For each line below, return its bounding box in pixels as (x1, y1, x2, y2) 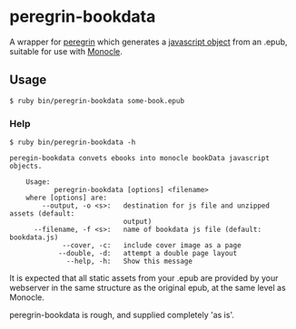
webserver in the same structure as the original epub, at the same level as (9, 283, 286, 294)
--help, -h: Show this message (66, 256, 193, 266)
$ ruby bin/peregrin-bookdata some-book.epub (9, 96, 184, 105)
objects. (9, 161, 43, 171)
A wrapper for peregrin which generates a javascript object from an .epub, (9, 36, 288, 47)
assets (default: (9, 209, 75, 218)
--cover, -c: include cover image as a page (62, 241, 242, 250)
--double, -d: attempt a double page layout (57, 249, 238, 258)
